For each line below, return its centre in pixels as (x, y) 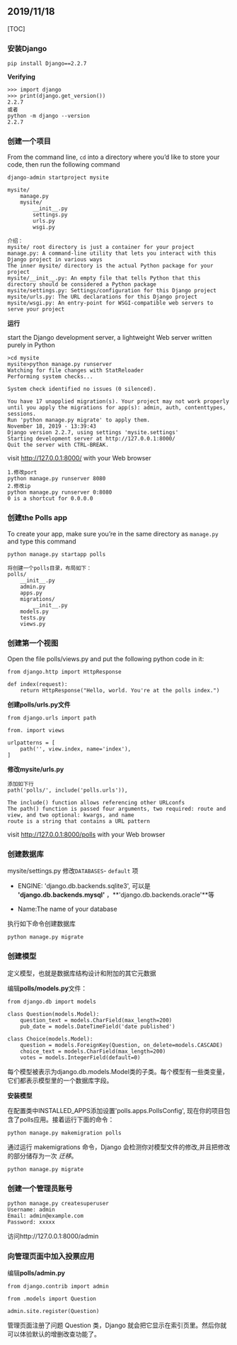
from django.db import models (52, 1002)
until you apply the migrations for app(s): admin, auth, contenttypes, (117, 408)
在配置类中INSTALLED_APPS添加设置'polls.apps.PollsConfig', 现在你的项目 (116, 1110)
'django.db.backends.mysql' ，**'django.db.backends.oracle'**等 (116, 895)
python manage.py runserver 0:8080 (60, 492)
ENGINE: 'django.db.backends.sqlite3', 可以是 (84, 886)
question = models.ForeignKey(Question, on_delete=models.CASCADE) (121, 1045)
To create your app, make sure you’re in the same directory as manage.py (113, 533)
